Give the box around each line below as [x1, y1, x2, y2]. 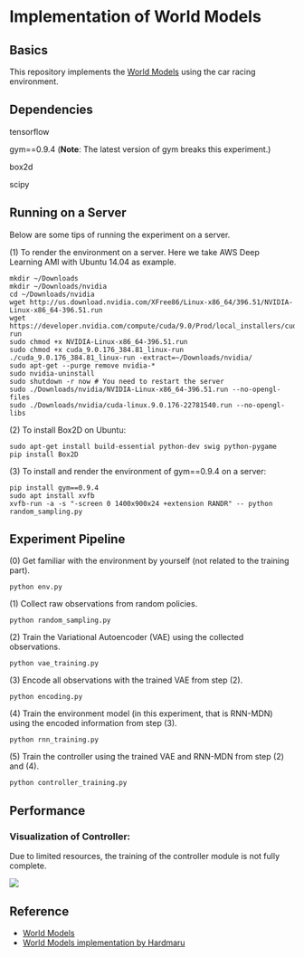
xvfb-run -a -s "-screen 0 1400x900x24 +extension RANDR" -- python [9, 499, 273, 508]
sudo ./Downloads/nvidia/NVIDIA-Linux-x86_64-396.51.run [9, 385, 229, 394]
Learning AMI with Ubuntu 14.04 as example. [9, 256, 176, 267]
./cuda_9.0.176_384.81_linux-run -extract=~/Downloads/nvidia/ [9, 353, 253, 362]
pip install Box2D [9, 450, 79, 459]
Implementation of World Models [9, 6, 262, 27]
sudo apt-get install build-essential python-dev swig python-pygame [9, 442, 278, 451]
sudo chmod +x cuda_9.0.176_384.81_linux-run [9, 345, 184, 354]
